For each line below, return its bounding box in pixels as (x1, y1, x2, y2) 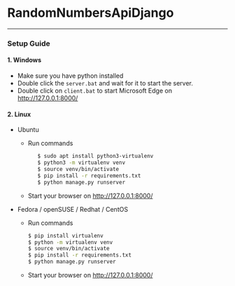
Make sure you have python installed (17, 71, 124, 80)
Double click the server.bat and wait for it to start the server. (17, 79, 194, 88)
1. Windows (7, 56, 42, 64)
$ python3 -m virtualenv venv (37, 159, 126, 166)
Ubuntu (17, 125, 40, 134)
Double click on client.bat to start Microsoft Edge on (17, 86, 173, 95)
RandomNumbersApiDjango (7, 5, 174, 21)
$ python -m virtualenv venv (27, 238, 113, 246)
